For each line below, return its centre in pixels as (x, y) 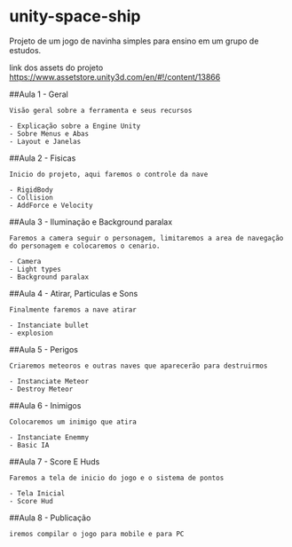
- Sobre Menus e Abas (49, 134)
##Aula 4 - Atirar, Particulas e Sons (74, 293)
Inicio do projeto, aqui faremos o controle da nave (109, 174)
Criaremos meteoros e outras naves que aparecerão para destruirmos (138, 366)
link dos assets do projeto (56, 67)
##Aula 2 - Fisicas (43, 158)
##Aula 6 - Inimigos (45, 405)
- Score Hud (31, 501)
